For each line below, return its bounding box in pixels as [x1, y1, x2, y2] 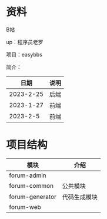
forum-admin [9, 171, 47, 180]
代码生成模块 [62, 193, 98, 201]
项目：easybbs [6, 51, 43, 58]
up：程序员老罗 [6, 38, 44, 45]
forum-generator [9, 193, 57, 201]
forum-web [9, 203, 41, 211]
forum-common [9, 181, 54, 190]
